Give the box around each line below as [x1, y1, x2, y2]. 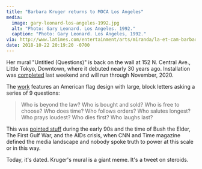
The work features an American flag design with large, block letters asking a [6, 83, 195, 90]
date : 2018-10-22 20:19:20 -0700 [6, 43, 90, 49]
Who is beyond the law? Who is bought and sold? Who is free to [20, 101, 180, 108]
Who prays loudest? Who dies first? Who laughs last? [20, 113, 153, 120]
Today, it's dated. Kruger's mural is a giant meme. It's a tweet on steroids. [6, 156, 189, 163]
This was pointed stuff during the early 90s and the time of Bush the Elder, [6, 125, 191, 132]
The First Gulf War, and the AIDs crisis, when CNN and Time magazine [6, 131, 181, 138]
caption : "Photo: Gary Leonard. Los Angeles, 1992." [11, 31, 147, 37]
